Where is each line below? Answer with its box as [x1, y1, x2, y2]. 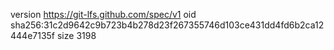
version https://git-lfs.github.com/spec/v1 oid [10, 9, 197, 20]
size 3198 [56, 30, 97, 41]
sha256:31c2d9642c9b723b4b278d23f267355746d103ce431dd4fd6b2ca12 [10, 19, 325, 31]
